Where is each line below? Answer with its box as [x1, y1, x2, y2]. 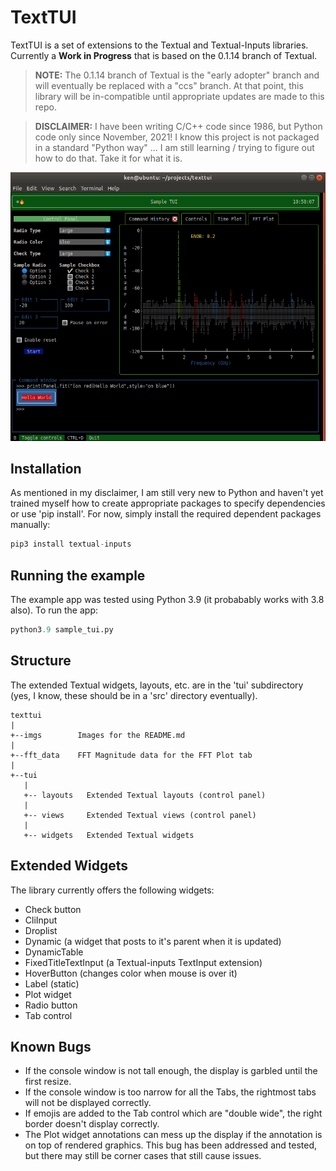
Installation [10, 461, 82, 478]
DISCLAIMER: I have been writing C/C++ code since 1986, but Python [34, 120, 323, 132]
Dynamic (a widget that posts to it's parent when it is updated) [24, 935, 282, 947]
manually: [10, 519, 51, 531]
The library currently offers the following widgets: [10, 884, 215, 896]
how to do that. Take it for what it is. [34, 152, 183, 164]
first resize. [24, 1076, 72, 1088]
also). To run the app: [10, 604, 98, 616]
